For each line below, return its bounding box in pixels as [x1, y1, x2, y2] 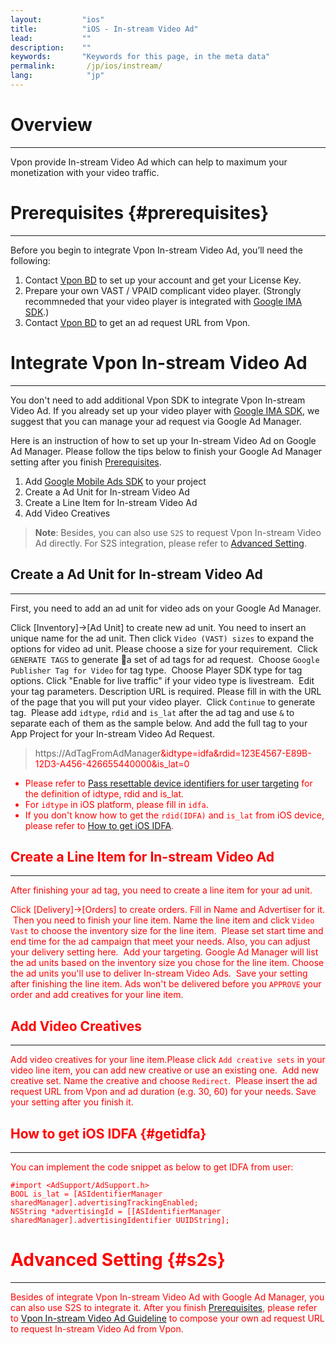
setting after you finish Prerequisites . [10, 456, 162, 468]
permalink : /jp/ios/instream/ [10, 61, 163, 71]
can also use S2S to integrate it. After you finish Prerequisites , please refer [10, 1301, 318, 1313]
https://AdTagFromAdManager [34, 747, 162, 759]
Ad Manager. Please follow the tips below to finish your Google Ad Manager [10, 445, 323, 457]
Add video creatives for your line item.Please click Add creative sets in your [10, 1054, 326, 1066]
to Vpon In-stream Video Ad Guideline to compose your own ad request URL [10, 1312, 325, 1324]
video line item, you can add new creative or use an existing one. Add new [10, 1064, 320, 1076]
